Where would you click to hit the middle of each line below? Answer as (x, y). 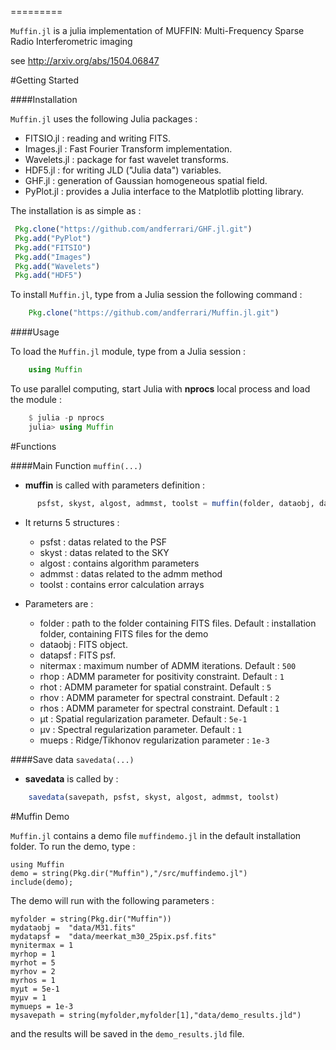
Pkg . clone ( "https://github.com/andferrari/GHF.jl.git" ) (133, 229)
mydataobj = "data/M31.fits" (73, 927)
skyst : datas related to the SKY (104, 552)
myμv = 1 (28, 997)
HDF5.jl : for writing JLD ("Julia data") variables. (123, 170)
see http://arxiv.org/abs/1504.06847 (85, 60)
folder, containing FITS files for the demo (124, 633)
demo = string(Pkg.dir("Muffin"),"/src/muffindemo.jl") (129, 873)
